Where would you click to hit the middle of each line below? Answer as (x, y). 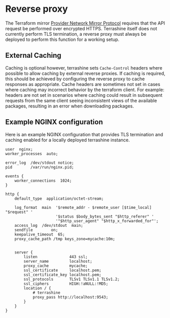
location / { (38, 288)
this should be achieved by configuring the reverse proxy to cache (75, 79)
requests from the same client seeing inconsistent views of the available (81, 100)
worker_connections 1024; (43, 181)
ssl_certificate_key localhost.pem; (63, 274)
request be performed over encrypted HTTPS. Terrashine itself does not (81, 28)
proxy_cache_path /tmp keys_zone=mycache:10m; (65, 239)
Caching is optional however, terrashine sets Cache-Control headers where (84, 68)
